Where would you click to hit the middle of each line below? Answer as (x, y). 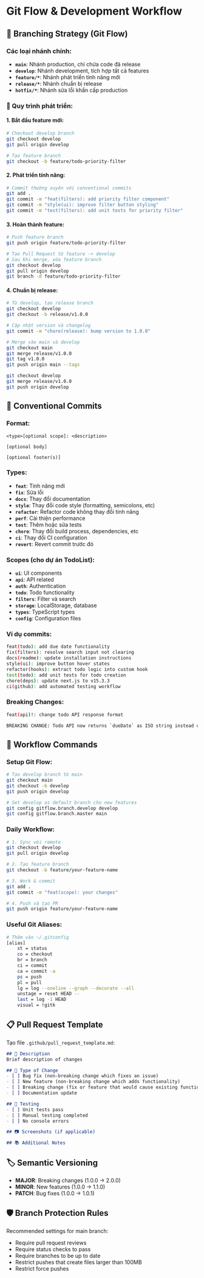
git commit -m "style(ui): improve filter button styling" (83, 205)
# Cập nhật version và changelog (49, 326)
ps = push (30, 977)
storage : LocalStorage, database (56, 606)
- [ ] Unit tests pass (35, 1109)
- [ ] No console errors (38, 1121)
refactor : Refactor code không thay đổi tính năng (77, 511)
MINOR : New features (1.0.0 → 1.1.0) (60, 1187)
